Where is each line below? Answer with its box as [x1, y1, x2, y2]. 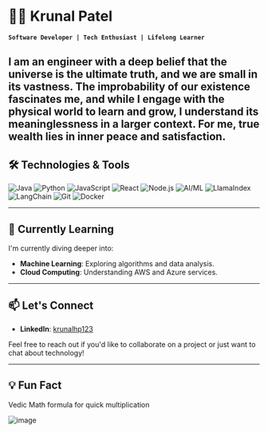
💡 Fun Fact [8, 379, 62, 392]
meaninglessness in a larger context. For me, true [8, 117, 260, 131]
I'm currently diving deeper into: [8, 243, 114, 253]
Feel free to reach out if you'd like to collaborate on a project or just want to [8, 339, 256, 349]
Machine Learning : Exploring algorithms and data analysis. [19, 258, 215, 268]
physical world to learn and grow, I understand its [8, 105, 259, 119]
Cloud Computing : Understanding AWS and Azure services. [19, 267, 218, 277]
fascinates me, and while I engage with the [8, 93, 225, 106]
